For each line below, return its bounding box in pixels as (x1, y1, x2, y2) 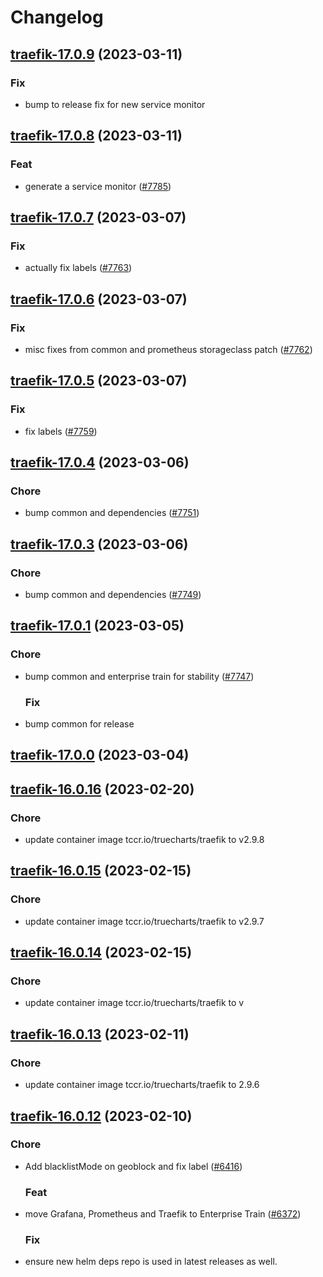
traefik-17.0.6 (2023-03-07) (10, 291, 188, 308)
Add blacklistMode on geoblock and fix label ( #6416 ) (24, 1160, 243, 1172)
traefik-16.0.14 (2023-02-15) (10, 944, 193, 961)
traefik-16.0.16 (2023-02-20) (10, 781, 195, 798)
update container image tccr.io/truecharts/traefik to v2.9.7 (24, 915, 265, 927)
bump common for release (24, 717, 135, 730)
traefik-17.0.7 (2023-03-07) (10, 209, 187, 226)
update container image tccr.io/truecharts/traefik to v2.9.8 (24, 834, 265, 846)
